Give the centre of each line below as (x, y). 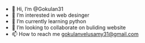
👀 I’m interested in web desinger (50, 15)
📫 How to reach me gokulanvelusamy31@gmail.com (75, 34)
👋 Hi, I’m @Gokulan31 (37, 9)
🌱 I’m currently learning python (49, 21)
